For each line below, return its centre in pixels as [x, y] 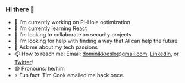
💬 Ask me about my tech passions [56, 47]
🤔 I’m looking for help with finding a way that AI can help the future [96, 41]
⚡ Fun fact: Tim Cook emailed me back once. [69, 75]
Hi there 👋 [20, 9]
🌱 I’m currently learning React [51, 28]
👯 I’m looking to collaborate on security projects [73, 35]
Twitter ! [23, 62]
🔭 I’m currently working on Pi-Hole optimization [72, 22]
